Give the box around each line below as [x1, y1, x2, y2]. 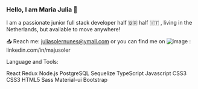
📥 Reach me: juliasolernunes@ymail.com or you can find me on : [6, 38, 191, 45]
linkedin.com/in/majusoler [6, 46, 71, 54]
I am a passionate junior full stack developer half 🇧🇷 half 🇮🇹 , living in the [6, 19, 193, 26]
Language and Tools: [6, 58, 59, 66]
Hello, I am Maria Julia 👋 [6, 5, 78, 14]
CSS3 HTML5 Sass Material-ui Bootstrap [6, 76, 107, 84]
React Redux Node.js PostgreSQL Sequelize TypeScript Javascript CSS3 [6, 70, 187, 77]
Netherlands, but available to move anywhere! [6, 26, 121, 33]
